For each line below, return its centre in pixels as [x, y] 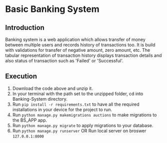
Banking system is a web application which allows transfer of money [75, 39]
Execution [21, 76]
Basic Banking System [52, 9]
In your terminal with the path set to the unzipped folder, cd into [78, 94]
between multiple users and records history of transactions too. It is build [80, 45]
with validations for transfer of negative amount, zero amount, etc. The [78, 50]
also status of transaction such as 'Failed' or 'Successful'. [64, 61]
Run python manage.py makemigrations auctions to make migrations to [84, 115]
